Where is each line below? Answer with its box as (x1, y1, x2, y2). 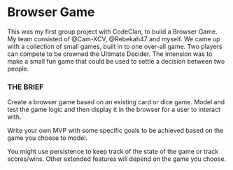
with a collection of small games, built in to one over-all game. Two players (7, 42, 223, 50)
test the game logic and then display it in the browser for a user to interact (7, 106, 221, 114)
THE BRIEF (7, 82, 44, 92)
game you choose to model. (7, 134, 88, 142)
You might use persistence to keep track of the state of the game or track (7, 148, 219, 156)
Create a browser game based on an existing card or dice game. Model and (7, 98, 225, 106)
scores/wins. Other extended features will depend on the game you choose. (7, 155, 227, 163)
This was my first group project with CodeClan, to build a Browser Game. (7, 27, 218, 36)
